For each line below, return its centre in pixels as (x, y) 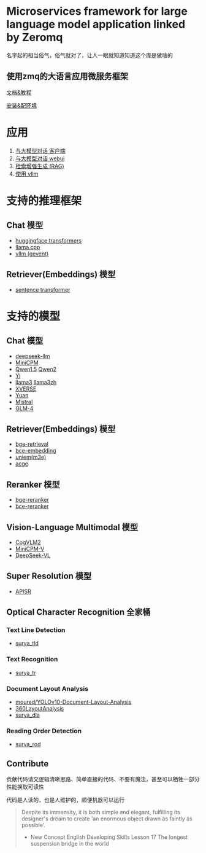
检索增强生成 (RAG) (40, 166)
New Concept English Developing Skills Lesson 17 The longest (109, 837)
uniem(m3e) (31, 457)
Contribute (28, 764)
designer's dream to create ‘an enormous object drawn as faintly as (107, 819)
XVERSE (26, 389)
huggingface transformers (48, 240)
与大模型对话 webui (40, 158)
